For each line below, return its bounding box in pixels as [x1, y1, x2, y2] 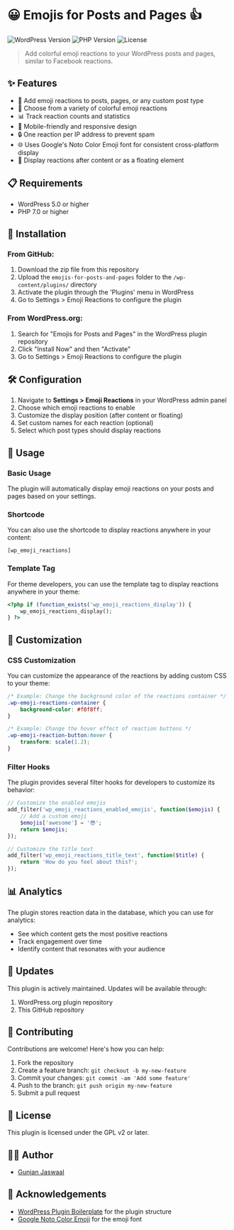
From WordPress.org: [7, 314, 83, 323]
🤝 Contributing [7, 1026, 74, 1038]
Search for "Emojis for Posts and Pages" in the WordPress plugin [17, 329, 208, 338]
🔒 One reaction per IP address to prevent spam [17, 130, 155, 139]
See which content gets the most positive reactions [17, 929, 168, 938]
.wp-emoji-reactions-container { [7, 699, 106, 706]
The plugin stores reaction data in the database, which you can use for [7, 908, 214, 916]
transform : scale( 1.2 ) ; [20, 739, 91, 746]
